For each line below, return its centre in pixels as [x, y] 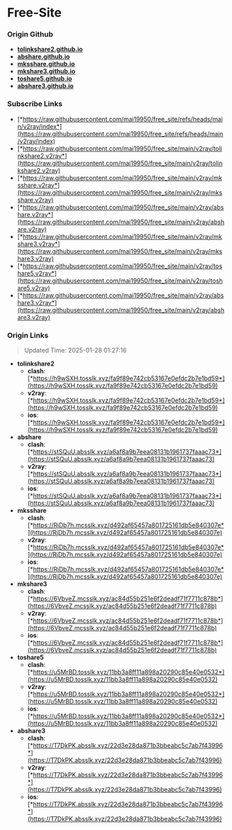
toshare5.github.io [45, 79]
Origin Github [30, 35]
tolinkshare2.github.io [50, 49]
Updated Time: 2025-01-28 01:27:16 [75, 350]
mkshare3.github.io [46, 71]
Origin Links [28, 335]
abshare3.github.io [45, 86]
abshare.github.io [43, 57]
